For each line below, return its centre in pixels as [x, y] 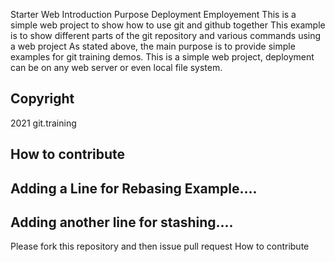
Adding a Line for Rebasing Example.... [134, 188]
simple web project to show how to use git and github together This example [168, 25]
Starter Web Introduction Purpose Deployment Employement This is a [153, 14]
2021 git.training [43, 123]
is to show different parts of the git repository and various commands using [166, 35]
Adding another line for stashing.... [122, 222]
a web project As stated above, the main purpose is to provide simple [153, 46]
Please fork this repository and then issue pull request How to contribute [160, 246]
